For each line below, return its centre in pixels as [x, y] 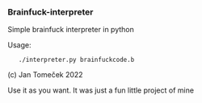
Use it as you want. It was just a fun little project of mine [101, 90]
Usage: [19, 45]
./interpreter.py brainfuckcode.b [76, 60]
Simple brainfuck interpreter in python [71, 30]
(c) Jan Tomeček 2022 [45, 75]
